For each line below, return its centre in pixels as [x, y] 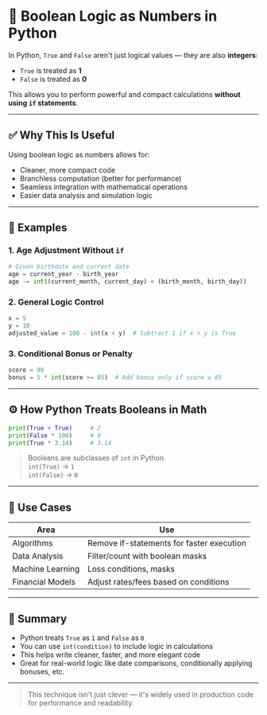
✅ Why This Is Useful [62, 136]
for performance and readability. [81, 703]
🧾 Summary [38, 618]
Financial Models [44, 582]
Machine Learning [46, 569]
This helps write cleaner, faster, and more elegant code [110, 655]
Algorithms [33, 543]
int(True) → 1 [51, 466]
